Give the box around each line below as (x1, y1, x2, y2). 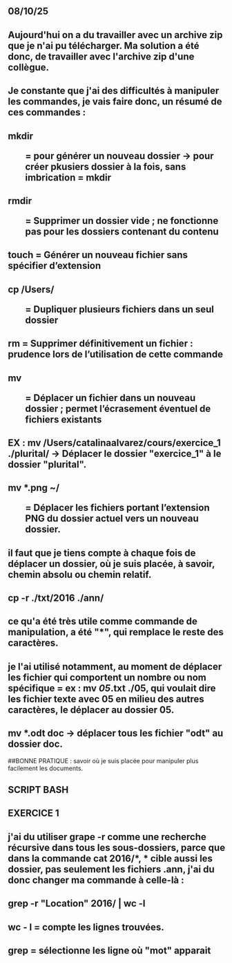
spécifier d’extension (8, 260, 101, 272)
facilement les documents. (8, 764, 84, 772)
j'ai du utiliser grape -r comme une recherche (8, 831, 206, 843)
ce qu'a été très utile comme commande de (8, 615, 197, 628)
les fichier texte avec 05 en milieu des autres (8, 693, 204, 704)
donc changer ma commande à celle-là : (8, 874, 185, 886)
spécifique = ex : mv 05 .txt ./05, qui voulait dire (8, 682, 216, 694)
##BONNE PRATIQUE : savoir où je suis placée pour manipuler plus (8, 756, 199, 765)
